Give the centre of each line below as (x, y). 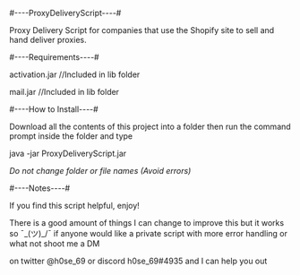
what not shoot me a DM (55, 244)
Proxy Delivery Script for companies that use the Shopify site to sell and (142, 30)
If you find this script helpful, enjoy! (75, 206)
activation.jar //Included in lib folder (75, 74)
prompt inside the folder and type (71, 136)
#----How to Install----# (54, 109)
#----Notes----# (40, 188)
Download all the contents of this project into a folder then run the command (150, 126)
